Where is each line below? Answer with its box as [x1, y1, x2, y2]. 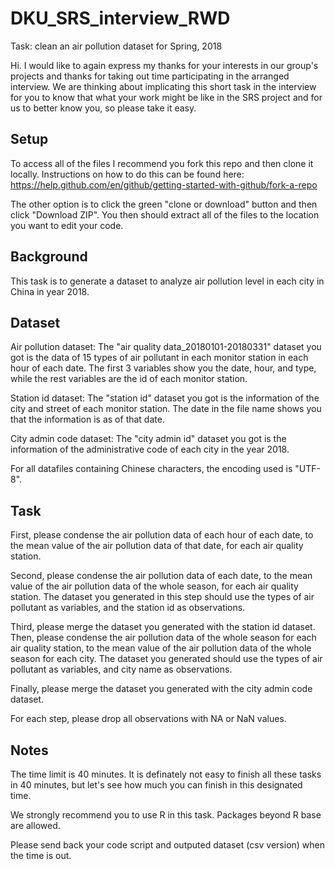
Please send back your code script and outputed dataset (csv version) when [10, 839, 326, 851]
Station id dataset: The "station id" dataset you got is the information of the [10, 392, 320, 404]
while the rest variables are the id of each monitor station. [10, 373, 248, 385]
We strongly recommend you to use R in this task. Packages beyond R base [10, 809, 322, 821]
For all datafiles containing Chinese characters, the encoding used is [10, 463, 293, 475]
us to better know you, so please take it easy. [10, 102, 197, 114]
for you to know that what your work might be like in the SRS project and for [10, 91, 323, 103]
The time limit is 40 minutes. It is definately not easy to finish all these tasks [10, 768, 322, 780]
